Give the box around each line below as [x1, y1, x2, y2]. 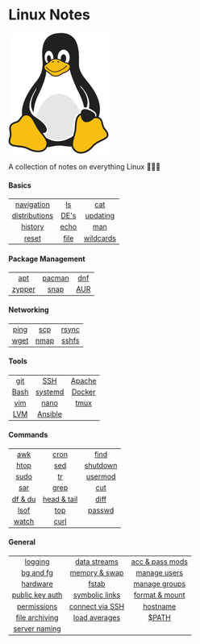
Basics [8, 180, 32, 190]
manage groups [133, 579, 186, 589]
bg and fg [21, 567, 54, 577]
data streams [75, 556, 119, 566]
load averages [73, 613, 121, 622]
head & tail [43, 494, 78, 504]
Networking [8, 305, 50, 315]
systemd [35, 387, 65, 397]
